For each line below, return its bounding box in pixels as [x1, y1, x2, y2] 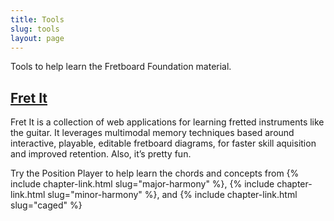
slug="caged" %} [10, 199, 83, 211]
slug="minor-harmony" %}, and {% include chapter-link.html [47, 189, 298, 201]
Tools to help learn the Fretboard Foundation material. [10, 61, 232, 73]
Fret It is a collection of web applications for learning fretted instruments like [10, 116, 325, 128]
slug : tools [10, 24, 60, 34]
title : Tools [10, 14, 65, 25]
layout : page [10, 33, 65, 43]
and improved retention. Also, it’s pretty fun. [10, 148, 192, 160]
